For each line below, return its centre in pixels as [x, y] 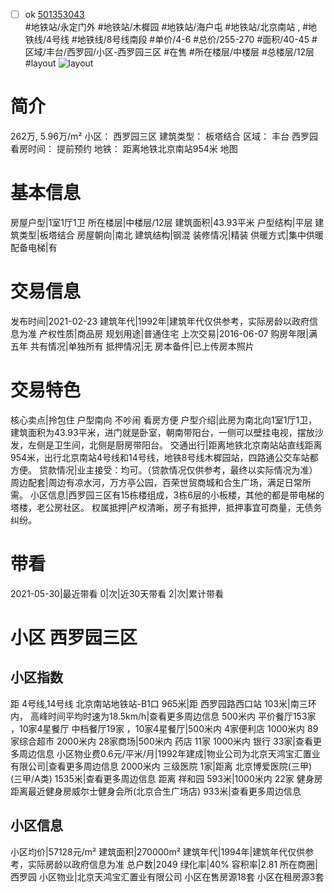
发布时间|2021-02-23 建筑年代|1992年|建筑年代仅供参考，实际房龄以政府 [160, 321]
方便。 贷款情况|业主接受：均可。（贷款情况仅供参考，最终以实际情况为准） [164, 470]
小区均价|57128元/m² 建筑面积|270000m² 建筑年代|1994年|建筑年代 [149, 851]
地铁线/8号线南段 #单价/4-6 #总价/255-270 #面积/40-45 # [197, 40]
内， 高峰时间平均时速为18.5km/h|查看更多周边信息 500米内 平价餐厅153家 [163, 716]
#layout [40, 63]
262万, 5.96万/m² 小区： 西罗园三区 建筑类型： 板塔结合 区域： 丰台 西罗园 [164, 136]
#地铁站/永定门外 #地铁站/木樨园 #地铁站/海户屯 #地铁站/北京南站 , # [166, 27]
